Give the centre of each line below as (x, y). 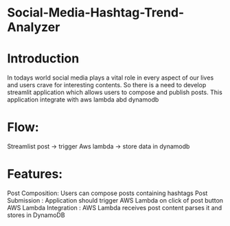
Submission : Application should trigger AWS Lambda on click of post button (115, 200)
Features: (35, 174)
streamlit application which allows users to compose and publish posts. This (115, 92)
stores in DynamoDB (36, 215)
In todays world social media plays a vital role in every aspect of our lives (111, 78)
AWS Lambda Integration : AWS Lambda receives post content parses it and (115, 208)
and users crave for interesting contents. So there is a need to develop (107, 85)
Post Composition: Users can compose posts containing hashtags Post (107, 193)
